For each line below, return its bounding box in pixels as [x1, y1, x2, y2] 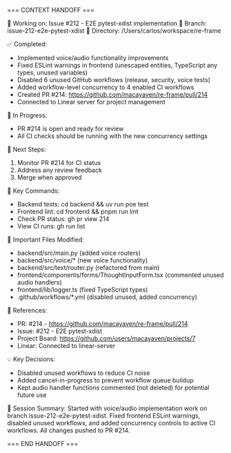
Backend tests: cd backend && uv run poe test [17, 200, 149, 208]
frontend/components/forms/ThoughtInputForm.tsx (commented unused [17, 271, 224, 279]
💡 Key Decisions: [7, 355, 55, 363]
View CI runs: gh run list [17, 222, 86, 230]
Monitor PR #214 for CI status [17, 159, 101, 166]
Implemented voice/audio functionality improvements [17, 54, 169, 61]
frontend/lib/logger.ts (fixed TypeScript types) [17, 286, 148, 293]
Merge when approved [17, 173, 82, 182]
